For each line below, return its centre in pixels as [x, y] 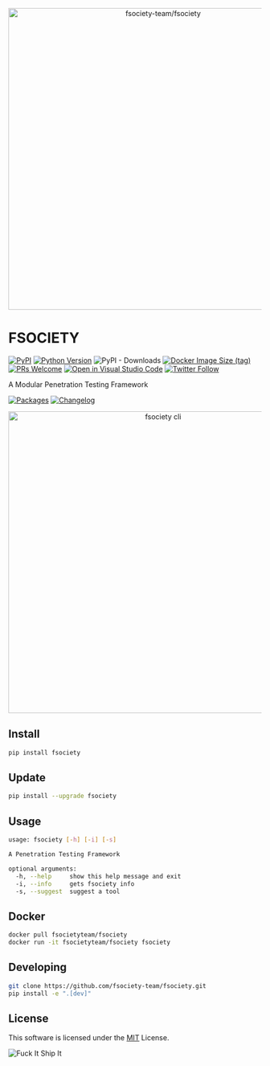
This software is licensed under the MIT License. [89, 1038]
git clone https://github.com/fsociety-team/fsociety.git [107, 986]
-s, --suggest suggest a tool [68, 891]
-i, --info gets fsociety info [75, 884]
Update [27, 778]
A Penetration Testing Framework [64, 854]
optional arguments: [43, 869]
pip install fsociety [45, 752]
